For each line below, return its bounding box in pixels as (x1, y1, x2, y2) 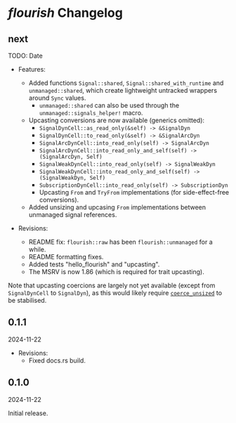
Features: (18, 65, 46, 73)
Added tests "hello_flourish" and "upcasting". (28, 260, 160, 268)
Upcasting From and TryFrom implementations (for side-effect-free (39, 188, 230, 196)
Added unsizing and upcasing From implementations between (28, 203, 206, 211)
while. (28, 245, 46, 254)
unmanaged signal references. (28, 211, 117, 219)
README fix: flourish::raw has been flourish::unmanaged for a (28, 237, 213, 246)
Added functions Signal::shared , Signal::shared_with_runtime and (28, 79, 224, 87)
